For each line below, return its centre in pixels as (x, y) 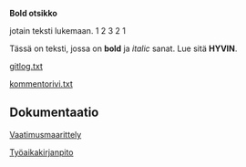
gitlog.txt (26, 66)
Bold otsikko (33, 13)
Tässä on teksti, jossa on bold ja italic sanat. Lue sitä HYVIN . (123, 48)
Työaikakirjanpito (41, 152)
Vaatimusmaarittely (46, 134)
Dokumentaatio (54, 113)
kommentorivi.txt (41, 84)
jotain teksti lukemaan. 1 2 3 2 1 (67, 31)
